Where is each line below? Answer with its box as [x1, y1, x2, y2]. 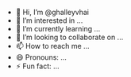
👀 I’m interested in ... [15, 16, 83, 25]
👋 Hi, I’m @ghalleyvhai [15, 8, 90, 16]
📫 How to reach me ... [15, 42, 90, 50]
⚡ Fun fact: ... [15, 61, 60, 71]
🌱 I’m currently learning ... [15, 24, 101, 33]
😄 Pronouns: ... [15, 53, 67, 62]
